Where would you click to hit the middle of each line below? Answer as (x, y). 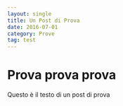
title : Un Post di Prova (44, 20)
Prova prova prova (62, 75)
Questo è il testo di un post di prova (59, 95)
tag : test (22, 40)
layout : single (30, 14)
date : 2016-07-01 (33, 27)
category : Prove (31, 34)
